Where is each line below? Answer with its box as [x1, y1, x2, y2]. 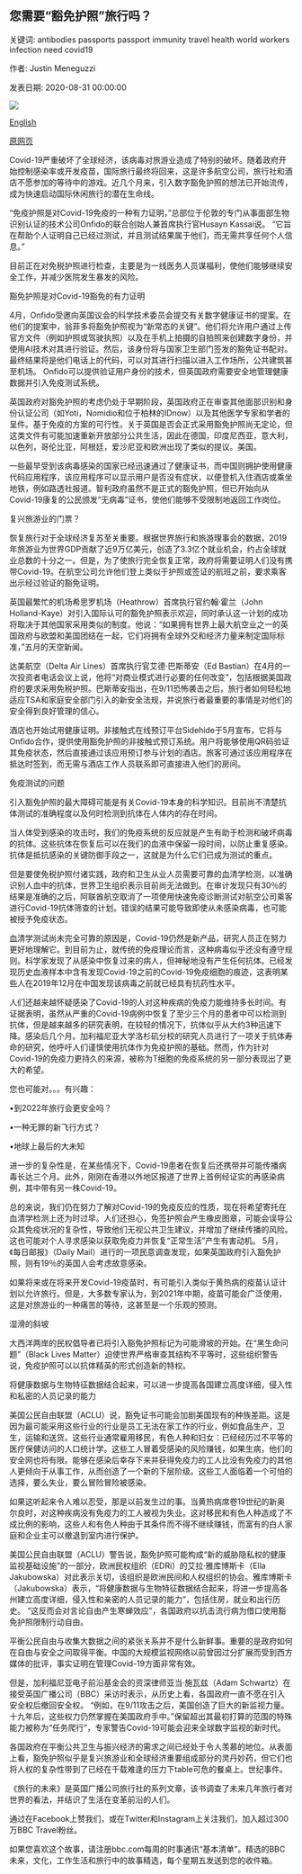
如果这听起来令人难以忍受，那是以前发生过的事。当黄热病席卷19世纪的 [9, 1496, 270, 1507]
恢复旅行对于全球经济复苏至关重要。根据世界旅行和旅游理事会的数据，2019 [9, 532, 288, 542]
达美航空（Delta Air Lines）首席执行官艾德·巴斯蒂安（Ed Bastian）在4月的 [9, 660, 283, 671]
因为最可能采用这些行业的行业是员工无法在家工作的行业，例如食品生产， [9, 1421, 277, 1431]
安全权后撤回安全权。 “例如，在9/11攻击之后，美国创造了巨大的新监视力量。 [9, 1699, 289, 1710]
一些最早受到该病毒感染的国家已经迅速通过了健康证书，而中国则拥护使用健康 [9, 460, 293, 471]
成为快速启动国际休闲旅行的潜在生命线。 [9, 188, 159, 199]
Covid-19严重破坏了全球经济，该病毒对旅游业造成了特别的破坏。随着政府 [9, 154, 279, 165]
